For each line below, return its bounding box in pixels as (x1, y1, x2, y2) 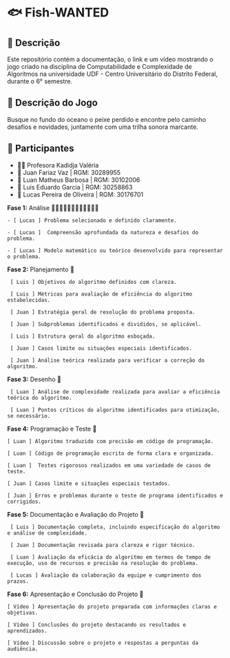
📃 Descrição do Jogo (7, 97, 98, 109)
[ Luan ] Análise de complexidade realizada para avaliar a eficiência (10, 388, 220, 395)
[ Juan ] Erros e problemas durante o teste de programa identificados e (7, 492, 224, 499)
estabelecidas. (7, 296, 51, 303)
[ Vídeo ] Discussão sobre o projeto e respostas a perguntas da (7, 639, 198, 646)
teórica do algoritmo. (7, 394, 72, 401)
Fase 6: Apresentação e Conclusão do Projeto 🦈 (7, 590, 144, 598)
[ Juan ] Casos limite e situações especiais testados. (7, 480, 171, 487)
